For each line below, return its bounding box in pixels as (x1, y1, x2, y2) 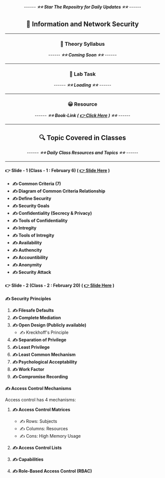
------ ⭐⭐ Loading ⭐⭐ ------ (54, 82, 111, 88)
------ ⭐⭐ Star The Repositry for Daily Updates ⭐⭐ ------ (24, 4, 141, 10)
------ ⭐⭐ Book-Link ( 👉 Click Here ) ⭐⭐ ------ (34, 112, 131, 118)
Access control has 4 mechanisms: (5, 396, 76, 402)
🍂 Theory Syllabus (60, 40, 105, 47)
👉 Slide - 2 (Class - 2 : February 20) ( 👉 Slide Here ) (5, 282, 114, 289)
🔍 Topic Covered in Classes (39, 134, 126, 142)
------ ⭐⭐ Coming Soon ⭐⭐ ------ (48, 52, 117, 58)
